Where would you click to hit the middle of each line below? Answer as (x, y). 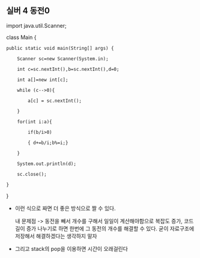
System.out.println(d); (47, 164)
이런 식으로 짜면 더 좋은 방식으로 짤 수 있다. (65, 208)
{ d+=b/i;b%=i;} (48, 143)
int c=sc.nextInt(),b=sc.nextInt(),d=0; (68, 69)
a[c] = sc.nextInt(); (55, 101)
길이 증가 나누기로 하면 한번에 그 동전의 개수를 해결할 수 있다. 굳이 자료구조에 (105, 228)
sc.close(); (32, 174)
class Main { (22, 37)
